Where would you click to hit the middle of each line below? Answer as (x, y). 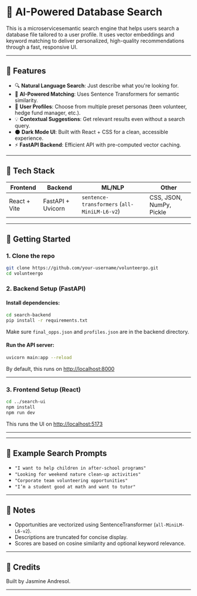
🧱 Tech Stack (30, 171)
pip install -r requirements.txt (47, 320)
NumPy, (160, 205)
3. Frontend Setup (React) (43, 389)
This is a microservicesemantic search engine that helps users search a (93, 28)
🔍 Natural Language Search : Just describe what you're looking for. (96, 85)
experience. (29, 138)
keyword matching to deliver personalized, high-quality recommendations (95, 41)
